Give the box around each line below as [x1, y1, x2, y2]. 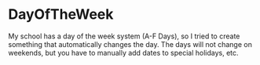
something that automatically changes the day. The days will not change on [8, 39, 253, 49]
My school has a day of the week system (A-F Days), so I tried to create [8, 31, 240, 41]
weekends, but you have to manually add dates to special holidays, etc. [8, 48, 239, 57]
